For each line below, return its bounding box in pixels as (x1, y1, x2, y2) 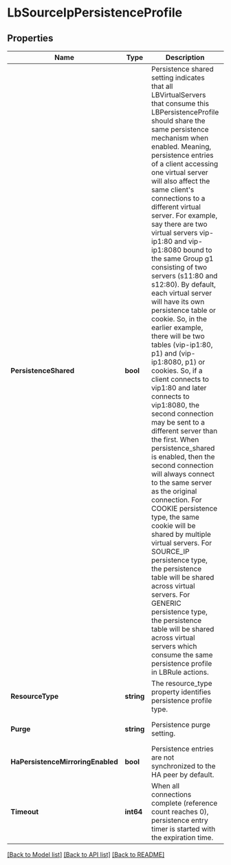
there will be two (151, 332, 205, 340)
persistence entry (151, 815, 208, 825)
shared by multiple (151, 529, 212, 539)
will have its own (151, 297, 205, 306)
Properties (7, 32, 54, 44)
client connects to (151, 374, 210, 384)
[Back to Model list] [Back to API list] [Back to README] (7, 851, 165, 859)
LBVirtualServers (151, 90, 206, 99)
